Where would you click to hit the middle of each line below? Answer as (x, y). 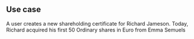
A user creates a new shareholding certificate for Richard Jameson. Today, (97, 23)
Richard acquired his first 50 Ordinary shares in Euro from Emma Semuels (96, 30)
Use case (24, 10)
